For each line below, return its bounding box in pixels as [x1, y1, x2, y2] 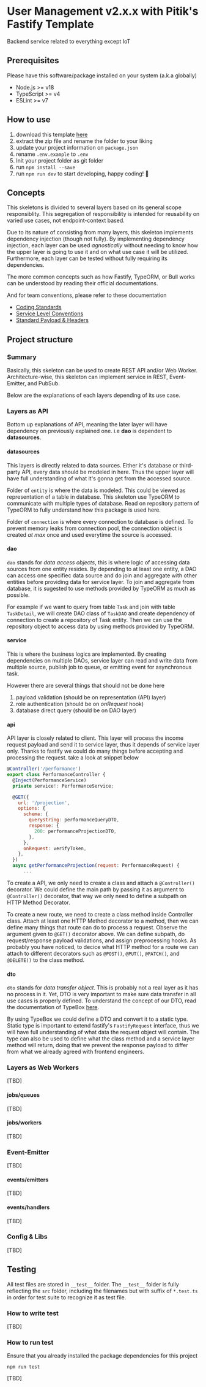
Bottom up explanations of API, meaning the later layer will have [7, 421, 167, 428]
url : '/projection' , [18, 799, 70, 806]
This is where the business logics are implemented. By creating [7, 650, 167, 658]
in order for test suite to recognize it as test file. [7, 1293, 127, 1301]
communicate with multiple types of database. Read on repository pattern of [7, 499, 199, 507]
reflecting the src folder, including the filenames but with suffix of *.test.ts [7, 1287, 198, 1294]
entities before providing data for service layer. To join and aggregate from [7, 578, 194, 585]
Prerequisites [7, 55, 59, 66]
